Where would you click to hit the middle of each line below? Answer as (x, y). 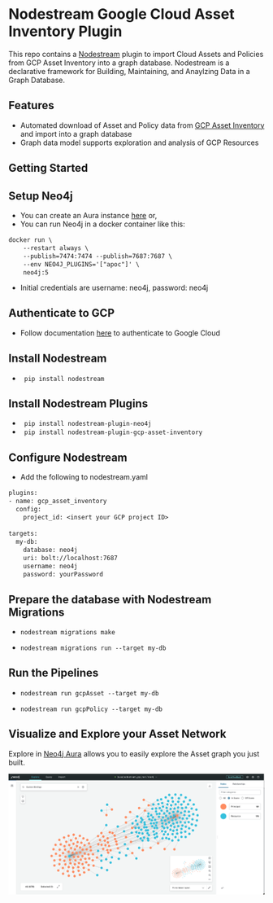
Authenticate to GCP (62, 313)
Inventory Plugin (65, 31)
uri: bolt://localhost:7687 (70, 559)
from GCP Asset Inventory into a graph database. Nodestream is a (119, 63)
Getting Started (48, 168)
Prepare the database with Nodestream (110, 599)
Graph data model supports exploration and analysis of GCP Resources (139, 142)
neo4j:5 (36, 272)
